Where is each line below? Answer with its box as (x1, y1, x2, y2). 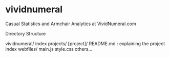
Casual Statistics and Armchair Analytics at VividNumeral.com (5, 21, 137, 27)
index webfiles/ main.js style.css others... (5, 46, 93, 52)
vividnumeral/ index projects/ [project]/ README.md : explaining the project (5, 40, 165, 47)
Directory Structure (5, 30, 46, 36)
